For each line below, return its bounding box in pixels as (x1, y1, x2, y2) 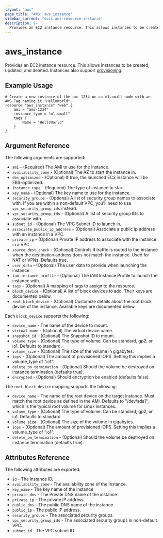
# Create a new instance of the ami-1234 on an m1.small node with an (5, 94, 151, 99)
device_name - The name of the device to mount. (12, 322, 108, 328)
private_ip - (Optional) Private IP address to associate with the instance (12, 236, 157, 242)
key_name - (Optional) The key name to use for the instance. (12, 190, 131, 196)
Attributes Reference (5, 453, 70, 462)
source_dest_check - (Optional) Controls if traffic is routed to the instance (12, 247, 158, 252)
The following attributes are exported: (5, 466, 81, 472)
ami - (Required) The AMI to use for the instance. (12, 164, 110, 170)
